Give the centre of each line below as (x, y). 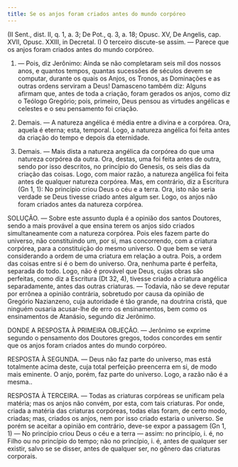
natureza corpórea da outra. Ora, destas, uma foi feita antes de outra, (119, 159)
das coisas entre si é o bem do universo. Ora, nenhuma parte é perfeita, (113, 263)
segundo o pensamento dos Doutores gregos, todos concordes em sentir (115, 337)
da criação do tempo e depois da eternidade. (83, 137)
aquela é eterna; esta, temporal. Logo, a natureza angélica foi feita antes (124, 130)
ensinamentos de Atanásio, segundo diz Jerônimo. (82, 316)
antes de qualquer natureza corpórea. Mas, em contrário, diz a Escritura (123, 182)
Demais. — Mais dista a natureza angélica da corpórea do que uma (116, 151)
